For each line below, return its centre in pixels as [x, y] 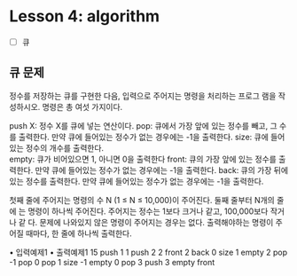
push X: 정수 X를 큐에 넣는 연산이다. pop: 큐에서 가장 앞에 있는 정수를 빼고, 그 [143, 125]
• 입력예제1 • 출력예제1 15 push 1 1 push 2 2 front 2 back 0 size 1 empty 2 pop [148, 252]
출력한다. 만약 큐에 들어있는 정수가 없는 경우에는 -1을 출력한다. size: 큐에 [143, 137]
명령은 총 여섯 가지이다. [82, 106]
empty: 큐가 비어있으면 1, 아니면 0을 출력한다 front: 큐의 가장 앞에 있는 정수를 [143, 159]
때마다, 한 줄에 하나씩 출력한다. [78, 233]
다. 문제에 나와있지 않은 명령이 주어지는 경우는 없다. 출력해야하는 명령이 [151, 222]
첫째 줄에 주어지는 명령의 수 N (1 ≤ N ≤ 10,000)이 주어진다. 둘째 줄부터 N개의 [142, 200]
